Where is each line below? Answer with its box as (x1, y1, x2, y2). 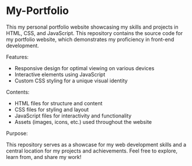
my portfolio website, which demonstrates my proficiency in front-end (6, 36, 174, 43)
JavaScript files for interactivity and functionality (14, 112, 132, 119)
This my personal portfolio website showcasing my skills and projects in (6, 23, 179, 30)
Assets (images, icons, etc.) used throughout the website (14, 118, 152, 125)
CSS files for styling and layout (14, 106, 89, 113)
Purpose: (6, 130, 28, 137)
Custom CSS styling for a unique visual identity (14, 77, 128, 84)
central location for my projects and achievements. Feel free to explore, (6, 147, 178, 154)
